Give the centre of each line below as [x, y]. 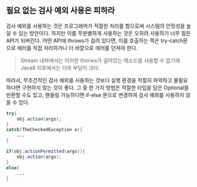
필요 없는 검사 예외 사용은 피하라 [61, 11]
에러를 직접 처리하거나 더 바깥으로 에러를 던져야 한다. [77, 48]
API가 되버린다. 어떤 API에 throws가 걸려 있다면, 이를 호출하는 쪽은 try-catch [95, 41]
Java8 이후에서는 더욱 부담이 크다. [60, 68]
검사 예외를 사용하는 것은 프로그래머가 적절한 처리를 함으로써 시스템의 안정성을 [96, 26]
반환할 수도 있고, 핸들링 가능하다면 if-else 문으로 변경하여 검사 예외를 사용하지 [95, 95]
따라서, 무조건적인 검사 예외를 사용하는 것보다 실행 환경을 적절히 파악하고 [89, 80]
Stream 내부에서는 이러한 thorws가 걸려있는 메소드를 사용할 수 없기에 [100, 60]
